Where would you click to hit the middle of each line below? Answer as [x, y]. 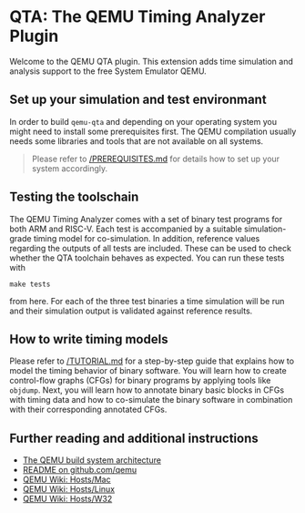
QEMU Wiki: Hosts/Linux [69, 489]
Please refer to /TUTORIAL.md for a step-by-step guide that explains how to [152, 361]
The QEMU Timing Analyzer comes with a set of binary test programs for [146, 219]
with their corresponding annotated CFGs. [88, 410]
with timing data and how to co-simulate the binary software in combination [151, 400]
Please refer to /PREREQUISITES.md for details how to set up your [156, 159]
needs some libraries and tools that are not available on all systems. [137, 141]
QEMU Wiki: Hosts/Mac [66, 479]
